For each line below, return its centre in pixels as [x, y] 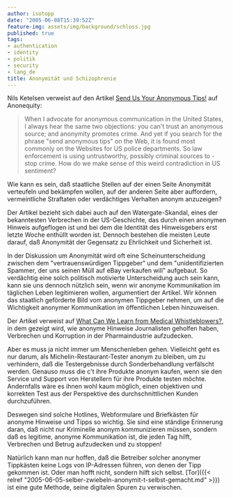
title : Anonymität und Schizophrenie [62, 78]
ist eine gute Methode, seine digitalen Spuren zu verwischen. [95, 488]
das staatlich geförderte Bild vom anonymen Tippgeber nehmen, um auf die [116, 300]
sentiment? [40, 171]
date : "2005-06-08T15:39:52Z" [51, 20]
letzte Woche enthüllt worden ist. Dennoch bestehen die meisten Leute [109, 235]
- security [23, 65]
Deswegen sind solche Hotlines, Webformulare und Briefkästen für [103, 414]
